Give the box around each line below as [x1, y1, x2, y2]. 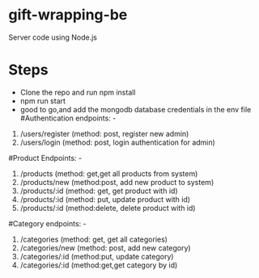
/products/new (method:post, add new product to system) [19, 177, 214, 187]
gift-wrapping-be [8, 6, 128, 24]
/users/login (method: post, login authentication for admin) [19, 137, 216, 147]
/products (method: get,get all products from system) [19, 168, 198, 179]
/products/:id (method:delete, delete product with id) [19, 203, 196, 213]
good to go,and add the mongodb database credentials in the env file [19, 104, 252, 114]
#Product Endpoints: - [8, 153, 83, 162]
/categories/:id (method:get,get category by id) [19, 260, 178, 270]
